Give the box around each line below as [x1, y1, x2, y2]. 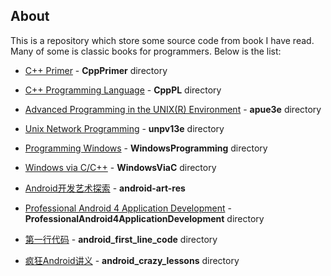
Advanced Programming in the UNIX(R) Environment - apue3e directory [24, 103, 322, 115]
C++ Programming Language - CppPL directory [24, 84, 222, 96]
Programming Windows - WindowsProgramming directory [24, 142, 268, 154]
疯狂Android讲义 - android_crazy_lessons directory [24, 254, 240, 266]
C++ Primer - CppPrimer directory [24, 64, 168, 76]
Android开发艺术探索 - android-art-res [24, 182, 186, 194]
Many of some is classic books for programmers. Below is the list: [10, 45, 282, 57]
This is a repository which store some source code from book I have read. [10, 34, 315, 46]
